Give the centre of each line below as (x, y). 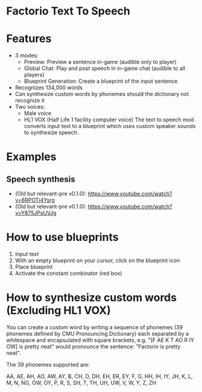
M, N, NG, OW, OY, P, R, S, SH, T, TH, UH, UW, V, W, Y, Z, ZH (81, 383)
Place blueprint (34, 267)
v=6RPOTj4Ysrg (35, 200)
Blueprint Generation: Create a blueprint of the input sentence (101, 81)
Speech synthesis (41, 179)
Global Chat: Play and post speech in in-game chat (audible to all (105, 68)
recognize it (30, 100)
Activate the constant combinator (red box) (68, 274)
